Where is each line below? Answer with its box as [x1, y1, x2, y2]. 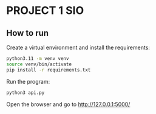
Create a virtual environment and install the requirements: [6, 44, 151, 51]
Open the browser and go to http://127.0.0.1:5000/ [6, 101, 131, 108]
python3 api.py [6, 89, 45, 96]
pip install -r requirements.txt [6, 67, 91, 73]
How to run [6, 28, 49, 38]
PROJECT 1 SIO [6, 4, 84, 18]
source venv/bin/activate [6, 61, 72, 67]
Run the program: [6, 78, 50, 85]
